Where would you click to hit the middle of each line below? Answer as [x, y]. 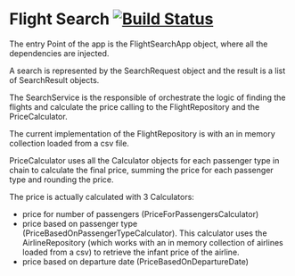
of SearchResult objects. [54, 79]
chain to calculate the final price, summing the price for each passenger [141, 170]
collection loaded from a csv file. [69, 143]
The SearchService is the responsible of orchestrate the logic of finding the [148, 97]
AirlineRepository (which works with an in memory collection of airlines [152, 242]
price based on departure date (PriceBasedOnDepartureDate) [135, 261]
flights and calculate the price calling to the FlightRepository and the [135, 106]
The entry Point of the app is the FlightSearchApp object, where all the [139, 44]
